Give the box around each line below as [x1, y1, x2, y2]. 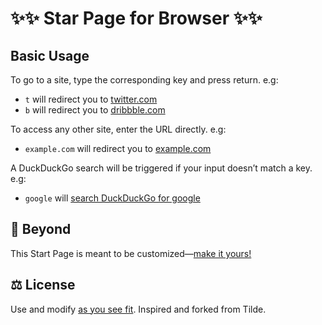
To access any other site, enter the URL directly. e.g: [10, 123, 227, 135]
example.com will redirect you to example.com [24, 143, 212, 154]
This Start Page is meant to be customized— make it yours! [10, 247, 252, 259]
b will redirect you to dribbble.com [24, 104, 166, 116]
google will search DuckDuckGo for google [24, 192, 201, 204]
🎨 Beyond [10, 221, 72, 238]
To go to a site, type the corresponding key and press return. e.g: [10, 74, 279, 86]
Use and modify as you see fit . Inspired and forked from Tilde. [10, 303, 267, 315]
